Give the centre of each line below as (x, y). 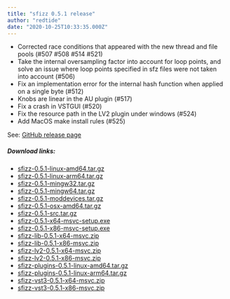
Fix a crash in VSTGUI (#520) (60, 107)
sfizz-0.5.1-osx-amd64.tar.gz (59, 206)
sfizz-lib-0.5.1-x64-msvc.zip (58, 236)
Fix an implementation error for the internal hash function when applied (120, 84)
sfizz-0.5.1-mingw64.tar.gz (56, 191)
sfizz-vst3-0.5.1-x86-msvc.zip (61, 288)
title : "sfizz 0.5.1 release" (52, 14)
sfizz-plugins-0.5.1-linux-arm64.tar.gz (72, 273)
